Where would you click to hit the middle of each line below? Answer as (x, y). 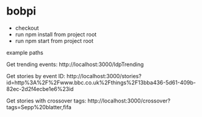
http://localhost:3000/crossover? (129, 101)
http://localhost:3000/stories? (104, 76)
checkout (27, 28)
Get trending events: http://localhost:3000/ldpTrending (75, 64)
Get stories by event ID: (36, 76)
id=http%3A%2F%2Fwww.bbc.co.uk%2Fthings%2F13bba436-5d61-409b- (101, 82)
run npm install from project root (56, 34)
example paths (25, 52)
